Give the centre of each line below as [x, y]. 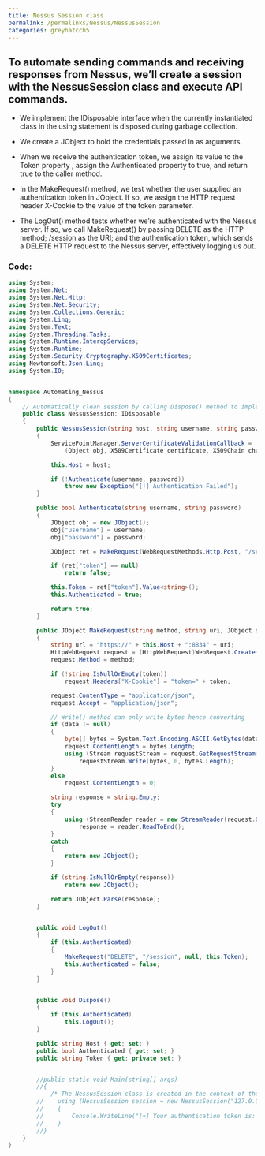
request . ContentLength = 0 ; [110, 783]
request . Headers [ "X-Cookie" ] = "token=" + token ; [147, 681]
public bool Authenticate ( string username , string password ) [139, 508]
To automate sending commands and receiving [126, 62]
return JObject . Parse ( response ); [105, 899]
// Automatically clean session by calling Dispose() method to [130, 407]
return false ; [88, 573]
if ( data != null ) [80, 725]
